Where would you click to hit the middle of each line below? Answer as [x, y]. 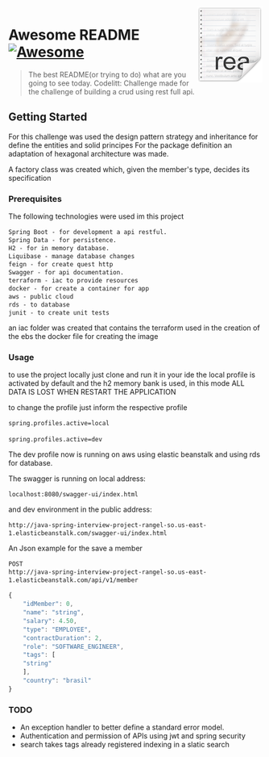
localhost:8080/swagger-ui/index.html [73, 495]
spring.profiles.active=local [59, 424]
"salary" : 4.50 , [50, 621]
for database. [31, 463]
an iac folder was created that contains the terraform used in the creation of [134, 328]
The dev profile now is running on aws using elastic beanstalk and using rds [134, 454]
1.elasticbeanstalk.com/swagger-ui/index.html [88, 533]
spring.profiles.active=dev [56, 440]
